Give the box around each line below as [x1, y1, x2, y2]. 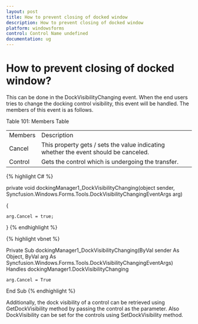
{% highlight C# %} [6, 173, 54, 180]
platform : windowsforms [6, 25, 65, 31]
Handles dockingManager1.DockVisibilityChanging [6, 265, 129, 273]
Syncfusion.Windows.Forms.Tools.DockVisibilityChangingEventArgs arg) [6, 190, 183, 197]
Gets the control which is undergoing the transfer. [41, 157, 179, 166]
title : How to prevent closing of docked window [6, 14, 128, 20]
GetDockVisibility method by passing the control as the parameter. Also [6, 305, 180, 312]
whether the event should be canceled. [41, 148, 149, 156]
